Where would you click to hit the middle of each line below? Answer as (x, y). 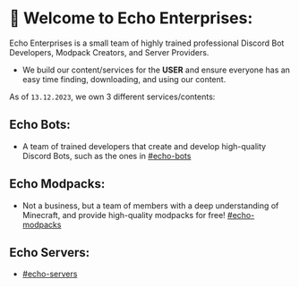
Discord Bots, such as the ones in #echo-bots (107, 156)
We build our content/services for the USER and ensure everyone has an (156, 70)
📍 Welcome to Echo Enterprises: (131, 18)
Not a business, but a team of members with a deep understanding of (150, 206)
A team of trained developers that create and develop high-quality (144, 146)
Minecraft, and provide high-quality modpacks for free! (124, 215)
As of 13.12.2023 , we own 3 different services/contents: (112, 97)
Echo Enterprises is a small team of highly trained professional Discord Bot (147, 43)
